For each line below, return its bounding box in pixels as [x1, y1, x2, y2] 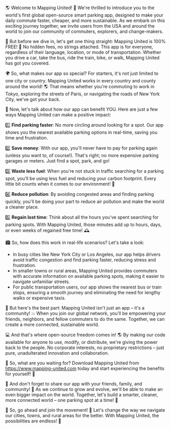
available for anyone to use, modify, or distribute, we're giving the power [5, 339, 158, 345]
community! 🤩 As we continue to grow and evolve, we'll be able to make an [5, 386, 163, 392]
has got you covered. [5, 60, 50, 66]
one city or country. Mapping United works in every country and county [5, 78, 156, 84]
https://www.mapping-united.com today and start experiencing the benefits [5, 365, 165, 371]
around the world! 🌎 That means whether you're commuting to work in [5, 84, 155, 89]
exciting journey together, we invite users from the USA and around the [5, 23, 155, 29]
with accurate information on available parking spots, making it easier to [12, 273, 165, 279]
